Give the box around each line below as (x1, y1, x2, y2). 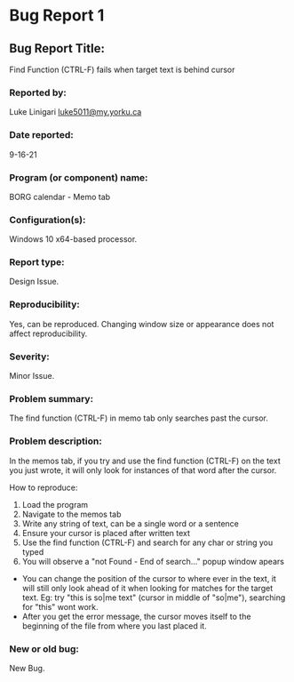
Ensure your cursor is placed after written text (21, 527, 191, 538)
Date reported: (9, 129, 74, 141)
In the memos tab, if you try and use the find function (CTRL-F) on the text (9, 455, 282, 466)
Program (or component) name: (9, 171, 148, 183)
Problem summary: (9, 393, 94, 405)
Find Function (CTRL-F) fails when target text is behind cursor (9, 64, 235, 75)
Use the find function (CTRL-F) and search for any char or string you (21, 537, 274, 548)
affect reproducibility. (9, 328, 88, 339)
